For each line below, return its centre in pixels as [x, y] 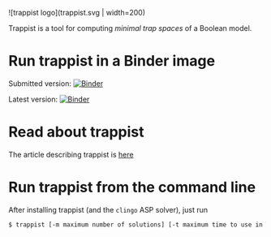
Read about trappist [76, 132]
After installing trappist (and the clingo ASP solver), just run [108, 209]
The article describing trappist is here [71, 154]
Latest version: [33, 99]
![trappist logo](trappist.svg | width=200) [77, 13]
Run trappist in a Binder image [112, 61]
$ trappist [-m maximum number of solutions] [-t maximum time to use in [136, 224]
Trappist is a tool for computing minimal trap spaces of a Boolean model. [130, 28]
